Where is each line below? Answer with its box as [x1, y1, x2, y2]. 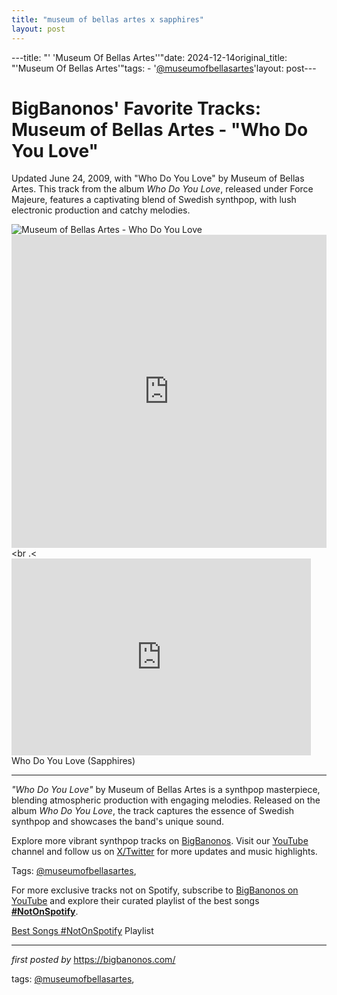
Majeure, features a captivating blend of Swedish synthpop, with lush [11, 194, 297, 206]
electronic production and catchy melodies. [11, 204, 191, 216]
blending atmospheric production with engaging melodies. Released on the [11, 794, 321, 806]
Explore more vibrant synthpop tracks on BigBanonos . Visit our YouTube [11, 835, 309, 847]
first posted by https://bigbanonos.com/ [11, 954, 176, 966]
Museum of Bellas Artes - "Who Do [11, 118, 309, 141]
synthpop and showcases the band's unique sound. [11, 816, 225, 828]
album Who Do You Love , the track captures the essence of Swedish [11, 805, 295, 817]
